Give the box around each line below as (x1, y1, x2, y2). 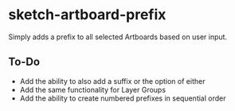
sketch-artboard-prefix (8, 6, 166, 24)
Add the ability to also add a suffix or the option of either (19, 76, 206, 85)
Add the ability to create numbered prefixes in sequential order (19, 93, 226, 103)
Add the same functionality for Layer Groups (19, 85, 166, 94)
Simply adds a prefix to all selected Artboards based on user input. (8, 32, 228, 42)
